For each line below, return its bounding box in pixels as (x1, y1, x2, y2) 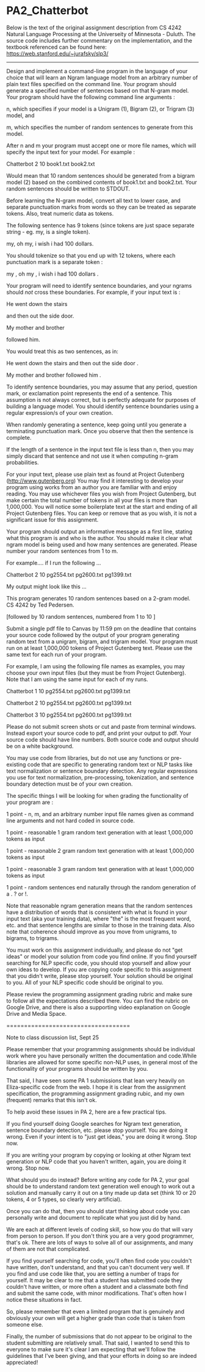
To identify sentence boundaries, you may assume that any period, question (6, 383, 198, 390)
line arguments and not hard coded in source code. (6, 817, 135, 824)
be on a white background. (6, 742, 74, 750)
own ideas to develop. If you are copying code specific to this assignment (6, 966, 192, 973)
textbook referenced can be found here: (6, 43, 107, 51)
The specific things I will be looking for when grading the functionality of (6, 792, 189, 799)
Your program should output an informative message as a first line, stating (6, 528, 193, 535)
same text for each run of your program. (6, 651, 107, 658)
